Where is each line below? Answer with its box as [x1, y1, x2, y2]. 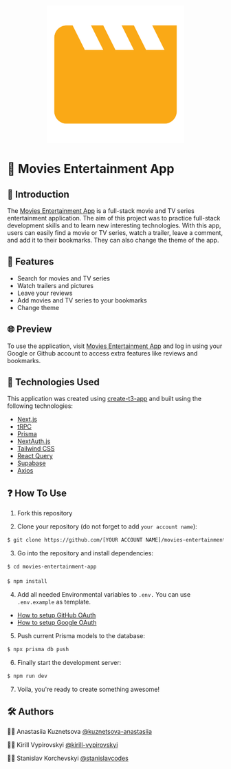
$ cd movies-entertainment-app [7, 564, 97, 571]
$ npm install [7, 577, 48, 584]
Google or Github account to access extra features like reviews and [7, 349, 198, 357]
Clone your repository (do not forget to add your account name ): [16, 522, 197, 531]
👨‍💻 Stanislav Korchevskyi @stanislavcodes [7, 754, 129, 763]
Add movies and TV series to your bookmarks [16, 296, 147, 305]
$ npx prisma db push [7, 646, 69, 653]
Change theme [16, 303, 60, 311]
